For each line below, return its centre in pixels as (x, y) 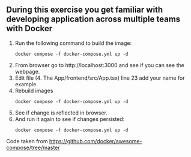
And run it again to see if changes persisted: (70, 119)
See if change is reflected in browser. (61, 113)
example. (26, 84)
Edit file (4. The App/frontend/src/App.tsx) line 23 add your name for (100, 78)
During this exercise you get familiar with (85, 10)
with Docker (29, 28)
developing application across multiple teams (93, 19)
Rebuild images (34, 90)
